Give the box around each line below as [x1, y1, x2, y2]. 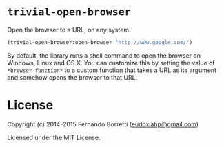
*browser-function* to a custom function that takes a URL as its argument [7, 66, 217, 74]
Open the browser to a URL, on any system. [7, 25, 131, 34]
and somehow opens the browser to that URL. [7, 73, 138, 81]
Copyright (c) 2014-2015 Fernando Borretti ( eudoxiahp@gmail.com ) [7, 120, 199, 128]
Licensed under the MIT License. [7, 133, 101, 142]
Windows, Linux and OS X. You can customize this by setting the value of [7, 58, 215, 67]
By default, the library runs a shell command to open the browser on [7, 51, 201, 60]
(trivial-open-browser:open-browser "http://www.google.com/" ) [7, 38, 193, 46]
